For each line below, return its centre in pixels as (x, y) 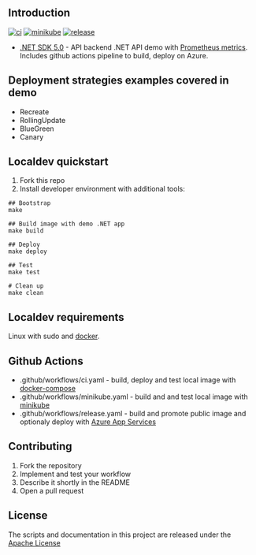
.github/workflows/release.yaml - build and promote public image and (133, 414)
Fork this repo (42, 181)
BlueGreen (37, 129)
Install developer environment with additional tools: (102, 189)
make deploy (28, 251)
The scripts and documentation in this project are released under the (120, 535)
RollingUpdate (43, 120)
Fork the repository (51, 465)
